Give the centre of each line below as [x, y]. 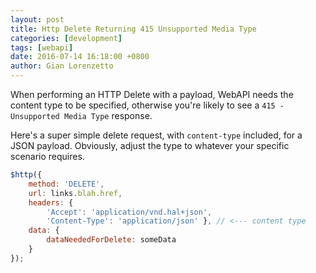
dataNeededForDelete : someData [111, 240]
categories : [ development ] [66, 38]
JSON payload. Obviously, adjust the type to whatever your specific [150, 145]
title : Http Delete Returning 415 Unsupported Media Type [133, 29]
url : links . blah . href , [75, 193]
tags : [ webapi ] [42, 47]
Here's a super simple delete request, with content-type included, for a [156, 135]
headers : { [51, 202]
